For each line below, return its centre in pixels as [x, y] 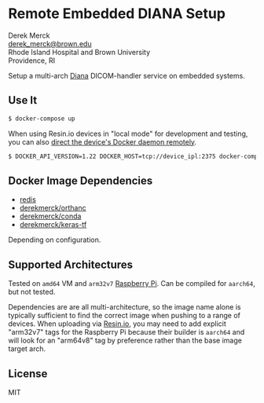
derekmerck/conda [50, 216]
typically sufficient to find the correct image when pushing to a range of [125, 316]
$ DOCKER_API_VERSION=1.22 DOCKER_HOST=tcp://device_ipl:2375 [112, 156]
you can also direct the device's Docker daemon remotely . [103, 141]
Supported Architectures [71, 264]
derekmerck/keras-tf [53, 225]
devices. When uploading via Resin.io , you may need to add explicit [117, 324]
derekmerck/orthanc [53, 208]
